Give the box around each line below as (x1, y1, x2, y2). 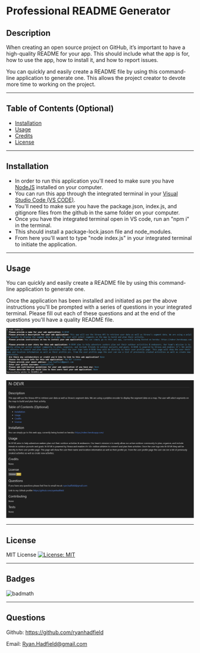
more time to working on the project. (6, 81, 96, 88)
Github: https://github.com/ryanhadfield (6, 629, 104, 636)
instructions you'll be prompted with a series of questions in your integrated (6, 303, 192, 311)
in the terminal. (14, 221, 52, 229)
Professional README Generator (6, 4, 171, 18)
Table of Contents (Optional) (6, 103, 114, 114)
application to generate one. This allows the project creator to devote (16, 75, 186, 81)
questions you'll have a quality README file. (6, 316, 114, 324)
